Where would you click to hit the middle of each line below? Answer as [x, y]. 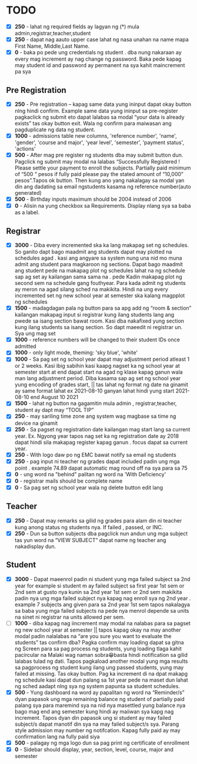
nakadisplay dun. [35, 546]
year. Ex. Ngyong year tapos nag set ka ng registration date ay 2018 [97, 436]
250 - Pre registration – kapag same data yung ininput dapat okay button [103, 104]
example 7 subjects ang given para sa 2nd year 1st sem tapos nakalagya [102, 604]
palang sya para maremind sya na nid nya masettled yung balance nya [100, 705]
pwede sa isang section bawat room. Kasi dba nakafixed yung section [99, 321]
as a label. [27, 212]
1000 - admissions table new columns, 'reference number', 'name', [96, 136]
